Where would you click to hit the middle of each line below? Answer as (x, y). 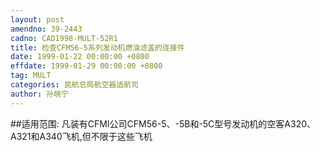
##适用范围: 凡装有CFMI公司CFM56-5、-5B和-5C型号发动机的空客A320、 (163, 123)
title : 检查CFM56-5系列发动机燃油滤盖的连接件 (97, 47)
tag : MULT (31, 76)
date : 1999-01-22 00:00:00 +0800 (80, 57)
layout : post (37, 19)
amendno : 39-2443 (46, 29)
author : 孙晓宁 (39, 94)
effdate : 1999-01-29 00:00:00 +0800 (86, 66)
